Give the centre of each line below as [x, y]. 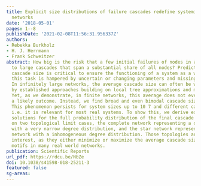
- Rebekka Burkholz [31, 46]
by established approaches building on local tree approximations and [101, 90]
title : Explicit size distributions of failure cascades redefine [91, 12]
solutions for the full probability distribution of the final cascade [103, 118]
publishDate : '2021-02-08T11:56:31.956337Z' [63, 34]
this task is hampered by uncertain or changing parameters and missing [104, 79]
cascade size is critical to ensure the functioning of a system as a [101, 73]
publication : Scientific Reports [48, 151]
